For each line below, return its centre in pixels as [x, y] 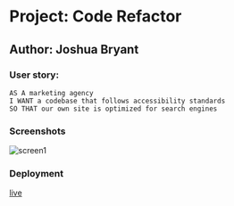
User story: [34, 75]
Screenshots [38, 131]
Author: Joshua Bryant [74, 49]
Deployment [37, 174]
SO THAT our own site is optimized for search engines [113, 109]
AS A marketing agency [51, 93]
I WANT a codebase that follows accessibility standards [117, 101]
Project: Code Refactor [96, 16]
